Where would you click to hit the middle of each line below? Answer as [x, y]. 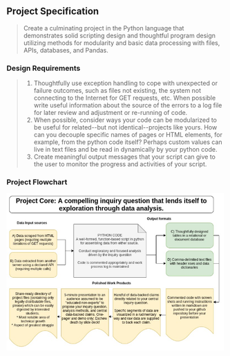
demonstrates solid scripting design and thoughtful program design [119, 35]
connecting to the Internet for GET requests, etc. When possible [125, 98]
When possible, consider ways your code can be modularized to [125, 120]
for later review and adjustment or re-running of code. [111, 113]
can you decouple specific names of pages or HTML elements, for [128, 135]
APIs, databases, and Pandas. [66, 50]
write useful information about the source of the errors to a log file [128, 105]
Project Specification [53, 11]
